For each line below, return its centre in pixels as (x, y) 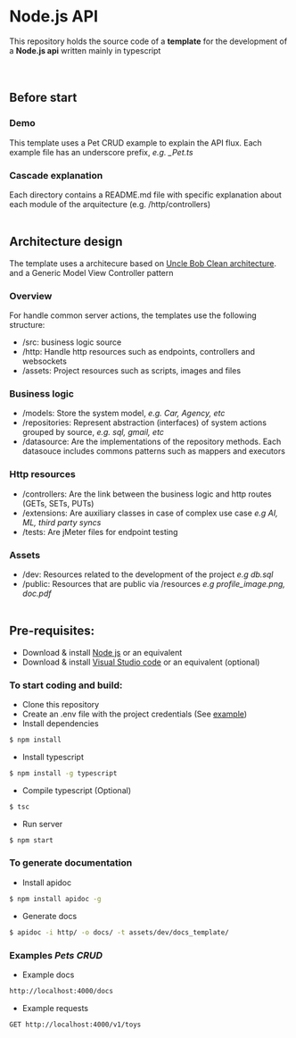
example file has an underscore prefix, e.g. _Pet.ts (101, 152)
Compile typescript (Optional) (77, 790)
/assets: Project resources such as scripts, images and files (132, 371)
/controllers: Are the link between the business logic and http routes (147, 494)
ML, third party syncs (62, 522)
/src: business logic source (72, 342)
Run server (42, 824)
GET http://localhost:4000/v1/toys (75, 1025)
